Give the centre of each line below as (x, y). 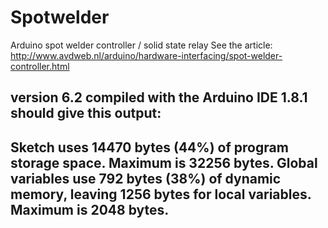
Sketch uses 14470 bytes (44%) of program (149, 147)
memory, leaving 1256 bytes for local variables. (161, 194)
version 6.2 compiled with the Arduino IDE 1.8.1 (159, 97)
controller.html (40, 66)
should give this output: (86, 113)
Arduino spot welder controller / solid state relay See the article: (141, 45)
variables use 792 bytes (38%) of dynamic (146, 178)
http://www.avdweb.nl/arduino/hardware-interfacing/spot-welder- (146, 55)
